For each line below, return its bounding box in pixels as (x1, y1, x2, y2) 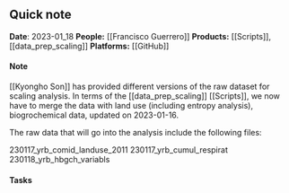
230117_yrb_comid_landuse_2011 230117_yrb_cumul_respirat (9, 145, 229, 155)
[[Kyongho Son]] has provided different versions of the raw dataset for (9, 81, 270, 92)
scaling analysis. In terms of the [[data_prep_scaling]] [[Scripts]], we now (9, 91, 281, 101)
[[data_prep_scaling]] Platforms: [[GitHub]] (9, 40, 170, 51)
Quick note (9, 7, 72, 22)
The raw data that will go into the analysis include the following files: (9, 127, 262, 138)
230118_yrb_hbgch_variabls (9, 154, 110, 165)
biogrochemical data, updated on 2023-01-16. (9, 110, 180, 120)
